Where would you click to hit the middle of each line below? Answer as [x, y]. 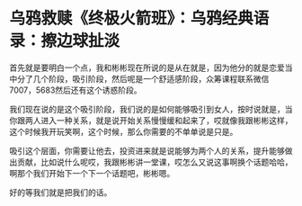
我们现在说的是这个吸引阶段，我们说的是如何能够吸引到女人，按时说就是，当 [151, 109]
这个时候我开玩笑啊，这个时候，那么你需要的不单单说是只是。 [124, 131]
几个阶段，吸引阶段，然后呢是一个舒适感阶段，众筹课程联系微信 [151, 78]
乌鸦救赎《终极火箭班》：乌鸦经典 [132, 18]
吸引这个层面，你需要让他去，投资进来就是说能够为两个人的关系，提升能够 [147, 150]
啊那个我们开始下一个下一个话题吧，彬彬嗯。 [92, 173]
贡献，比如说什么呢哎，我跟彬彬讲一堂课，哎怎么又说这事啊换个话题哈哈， [155, 162]
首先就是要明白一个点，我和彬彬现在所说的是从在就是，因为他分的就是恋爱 [147, 67]
